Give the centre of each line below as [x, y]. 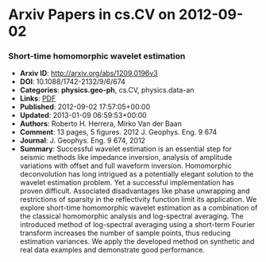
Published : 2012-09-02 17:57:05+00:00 [85, 107]
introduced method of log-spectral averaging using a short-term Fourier [137, 225]
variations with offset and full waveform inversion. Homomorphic [125, 166]
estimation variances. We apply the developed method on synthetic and [137, 241]
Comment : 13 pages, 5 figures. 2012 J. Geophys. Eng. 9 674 [118, 132]
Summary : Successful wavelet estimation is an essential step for [126, 149]
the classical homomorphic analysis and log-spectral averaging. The [132, 216]
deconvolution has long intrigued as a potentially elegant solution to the [137, 174]
